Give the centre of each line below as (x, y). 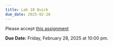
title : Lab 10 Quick (27, 10)
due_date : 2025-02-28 (28, 14)
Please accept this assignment (37, 28)
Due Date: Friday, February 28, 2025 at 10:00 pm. (57, 38)
